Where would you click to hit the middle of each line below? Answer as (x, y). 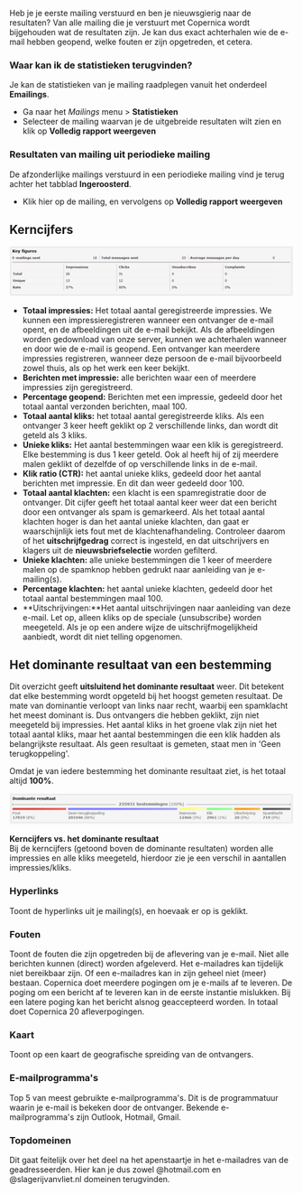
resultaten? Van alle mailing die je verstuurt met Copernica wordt (130, 23)
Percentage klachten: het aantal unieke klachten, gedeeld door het (147, 588)
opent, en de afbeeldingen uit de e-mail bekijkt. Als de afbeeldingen (148, 330)
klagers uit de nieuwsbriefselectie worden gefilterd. (120, 550)
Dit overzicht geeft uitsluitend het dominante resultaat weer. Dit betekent (147, 686)
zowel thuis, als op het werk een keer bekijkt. (106, 368)
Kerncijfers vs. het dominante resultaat (84, 839)
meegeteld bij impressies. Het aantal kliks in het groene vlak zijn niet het (143, 725)
